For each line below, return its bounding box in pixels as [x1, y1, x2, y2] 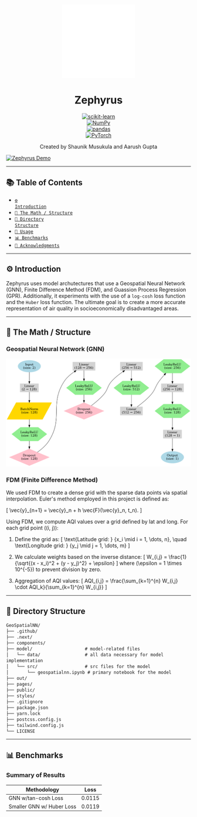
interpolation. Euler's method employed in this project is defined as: [6, 495, 169, 502]
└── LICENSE [6, 728, 35, 734]
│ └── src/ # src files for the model [6, 663, 151, 669]
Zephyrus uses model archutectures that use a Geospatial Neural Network [6, 279, 186, 286]
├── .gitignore [6, 699, 43, 705]
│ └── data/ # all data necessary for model [6, 652, 164, 658]
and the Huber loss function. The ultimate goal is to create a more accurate [6, 298, 186, 305]
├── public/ [6, 687, 35, 693]
